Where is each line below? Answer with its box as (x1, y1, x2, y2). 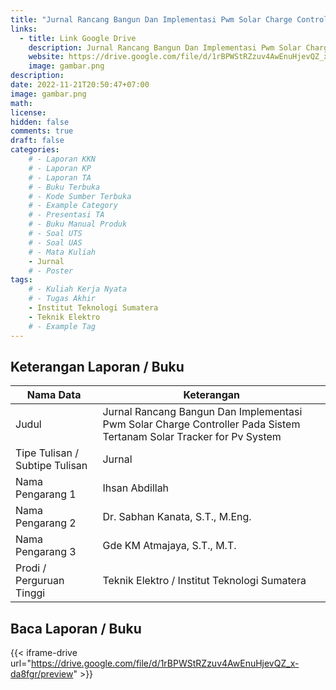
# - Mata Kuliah (28, 247, 97, 257)
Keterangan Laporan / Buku (10, 358, 185, 375)
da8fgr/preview (10, 668, 74, 680)
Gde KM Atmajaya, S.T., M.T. (102, 539, 237, 553)
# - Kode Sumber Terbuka (28, 191, 132, 201)
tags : (10, 275, 33, 285)
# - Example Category (28, 201, 118, 211)
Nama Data (26, 388, 82, 402)
